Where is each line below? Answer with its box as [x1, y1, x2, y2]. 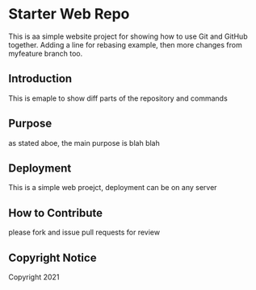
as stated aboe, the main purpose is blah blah [8, 138, 160, 147]
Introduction [8, 72, 73, 85]
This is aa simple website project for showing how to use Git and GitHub [8, 31, 248, 41]
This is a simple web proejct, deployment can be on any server [8, 183, 217, 193]
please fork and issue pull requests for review [8, 227, 160, 238]
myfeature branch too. [8, 48, 83, 58]
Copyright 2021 [8, 272, 60, 282]
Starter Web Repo [8, 5, 130, 23]
